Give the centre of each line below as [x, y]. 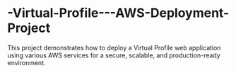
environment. [26, 62]
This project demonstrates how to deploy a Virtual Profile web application [114, 47]
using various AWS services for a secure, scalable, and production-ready [114, 55]
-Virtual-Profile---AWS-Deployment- [118, 13]
